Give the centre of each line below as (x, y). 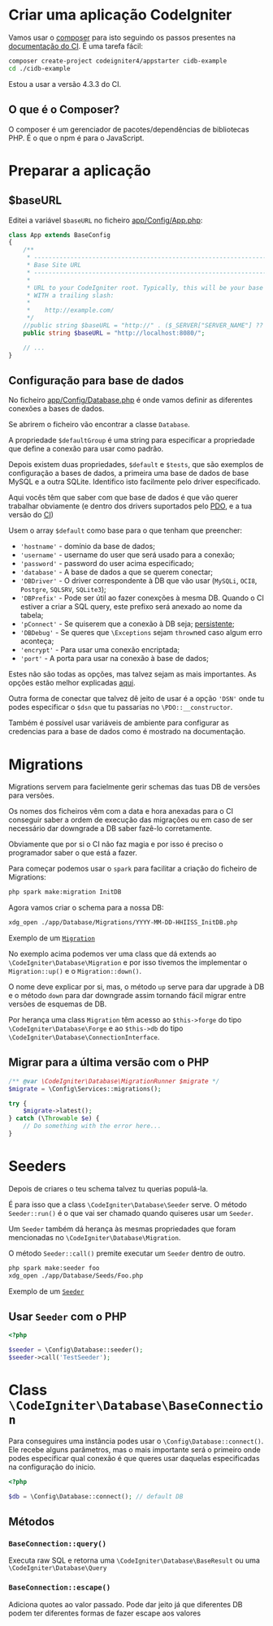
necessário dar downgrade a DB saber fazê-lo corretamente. (110, 828)
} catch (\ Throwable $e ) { (54, 1118)
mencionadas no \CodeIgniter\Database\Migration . (95, 1237)
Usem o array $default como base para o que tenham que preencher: (125, 530)
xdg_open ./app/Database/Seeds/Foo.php (76, 1276)
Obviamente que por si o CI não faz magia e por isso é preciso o (116, 844)
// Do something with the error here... (92, 1127)
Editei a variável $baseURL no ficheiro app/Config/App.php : (106, 220)
